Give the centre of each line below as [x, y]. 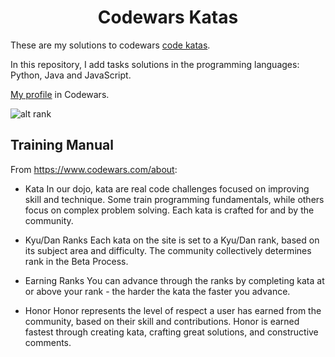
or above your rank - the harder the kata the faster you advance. [157, 291]
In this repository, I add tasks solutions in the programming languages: [155, 64]
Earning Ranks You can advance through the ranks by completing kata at [174, 280]
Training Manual [62, 145]
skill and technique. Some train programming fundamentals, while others [174, 199]
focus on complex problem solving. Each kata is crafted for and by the [169, 210]
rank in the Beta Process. [76, 261]
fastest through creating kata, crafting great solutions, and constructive [171, 332]
